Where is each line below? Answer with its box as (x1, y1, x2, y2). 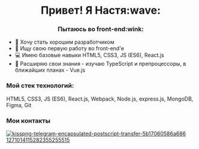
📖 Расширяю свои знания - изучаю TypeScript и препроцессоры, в (14, 60, 186, 68)
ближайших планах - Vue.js (14, 66, 86, 74)
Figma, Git (6, 101, 32, 108)
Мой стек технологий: (6, 81, 74, 90)
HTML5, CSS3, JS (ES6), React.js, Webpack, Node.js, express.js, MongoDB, (6, 95, 194, 102)
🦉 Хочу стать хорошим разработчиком (14, 38, 115, 45)
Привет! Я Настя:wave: (41, 4, 161, 17)
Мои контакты (6, 116, 51, 124)
